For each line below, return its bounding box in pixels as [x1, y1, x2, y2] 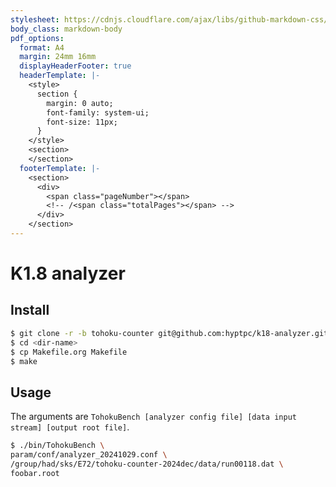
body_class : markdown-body [10, 24, 123, 34]
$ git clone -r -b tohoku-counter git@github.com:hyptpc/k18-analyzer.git [10, 328, 329, 338]
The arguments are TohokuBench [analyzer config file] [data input [10, 411, 297, 423]
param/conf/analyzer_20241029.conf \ [10, 450, 168, 460]
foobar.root [10, 468, 60, 478]
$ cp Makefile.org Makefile [10, 347, 128, 357]
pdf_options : [10, 33, 65, 43]
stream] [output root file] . [10, 421, 130, 433]
